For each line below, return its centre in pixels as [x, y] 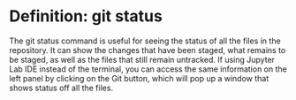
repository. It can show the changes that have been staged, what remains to [148, 50]
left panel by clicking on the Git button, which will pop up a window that [139, 78]
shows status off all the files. [61, 88]
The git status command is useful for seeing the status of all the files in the [145, 41]
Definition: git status [86, 16]
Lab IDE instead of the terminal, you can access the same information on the [148, 69]
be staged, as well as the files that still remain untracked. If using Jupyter [142, 59]
